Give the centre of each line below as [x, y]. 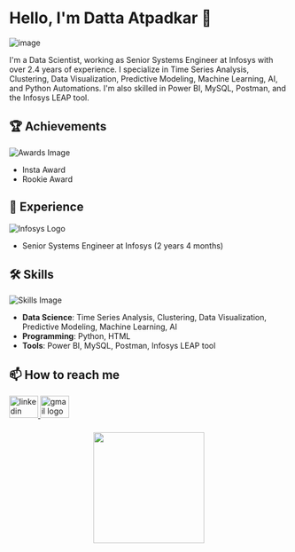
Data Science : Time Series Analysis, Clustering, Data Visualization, [144, 318]
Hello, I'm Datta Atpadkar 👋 [111, 18]
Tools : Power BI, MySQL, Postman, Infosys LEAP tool [119, 346]
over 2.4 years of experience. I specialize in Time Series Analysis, [129, 69]
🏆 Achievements [58, 126]
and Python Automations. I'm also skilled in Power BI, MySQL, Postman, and [147, 88]
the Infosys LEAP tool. [50, 98]
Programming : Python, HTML [76, 336]
